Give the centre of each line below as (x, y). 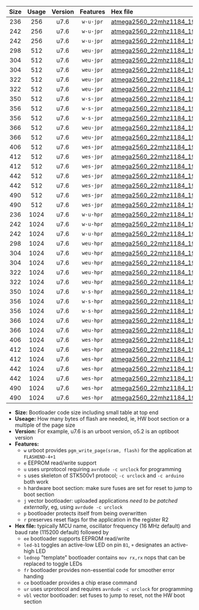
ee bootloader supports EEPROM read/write (77, 538)
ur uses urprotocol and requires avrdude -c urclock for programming (108, 589)
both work (36, 482)
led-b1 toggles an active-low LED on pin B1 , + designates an (97, 545)
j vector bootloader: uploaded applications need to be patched (100, 501)
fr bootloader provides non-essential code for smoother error (99, 570)
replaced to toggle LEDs (53, 564)
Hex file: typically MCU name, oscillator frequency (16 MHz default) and (103, 526)
